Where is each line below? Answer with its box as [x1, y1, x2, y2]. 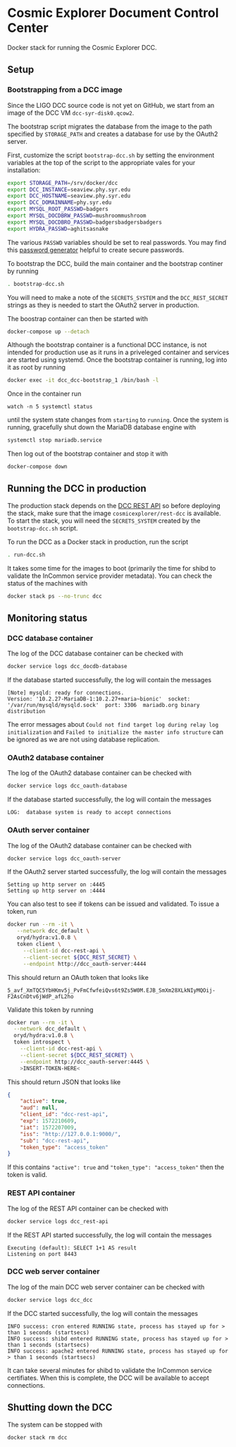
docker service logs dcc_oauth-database [7, 782, 128, 789]
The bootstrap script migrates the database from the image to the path [7, 122, 213, 131]
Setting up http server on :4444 [7, 888, 106, 895]
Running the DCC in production [7, 483, 147, 495]
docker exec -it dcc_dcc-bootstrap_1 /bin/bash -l [7, 377, 159, 384]
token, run [7, 907, 37, 916]
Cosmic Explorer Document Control [7, 5, 219, 21]
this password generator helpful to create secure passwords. [7, 246, 185, 254]
